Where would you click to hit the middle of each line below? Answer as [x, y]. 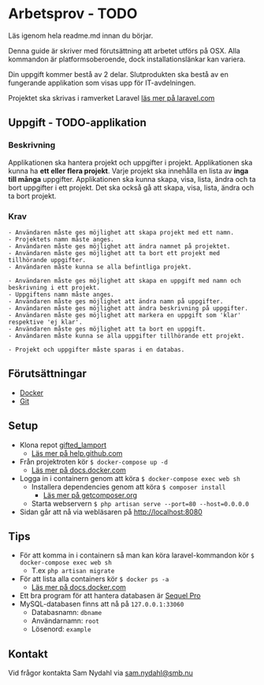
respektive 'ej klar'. [45, 322]
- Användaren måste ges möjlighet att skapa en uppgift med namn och [125, 280]
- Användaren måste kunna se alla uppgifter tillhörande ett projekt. [126, 335]
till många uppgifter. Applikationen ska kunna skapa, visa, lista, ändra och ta [132, 179]
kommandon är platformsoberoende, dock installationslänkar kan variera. [127, 59]
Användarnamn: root [65, 621]
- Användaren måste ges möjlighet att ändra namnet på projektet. [119, 246]
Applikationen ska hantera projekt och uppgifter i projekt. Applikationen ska [130, 162]
